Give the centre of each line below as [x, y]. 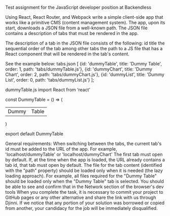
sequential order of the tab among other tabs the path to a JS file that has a [84, 48]
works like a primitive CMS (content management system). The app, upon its [85, 23]
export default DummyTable [34, 134]
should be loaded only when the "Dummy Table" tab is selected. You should [84, 181]
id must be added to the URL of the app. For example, [61, 149]
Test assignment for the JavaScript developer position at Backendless [78, 7]
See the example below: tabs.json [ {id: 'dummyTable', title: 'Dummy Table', [84, 64]
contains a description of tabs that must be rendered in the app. [72, 33]
